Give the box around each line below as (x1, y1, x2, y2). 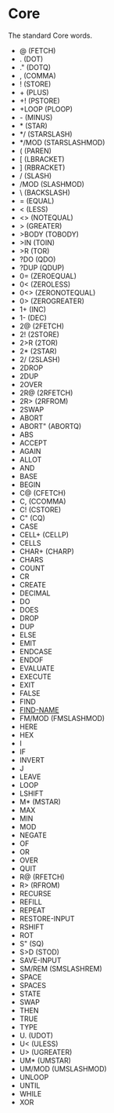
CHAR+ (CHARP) (19, 547, 74, 556)
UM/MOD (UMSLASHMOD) (19, 1064, 107, 1073)
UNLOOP (19, 1072, 49, 1082)
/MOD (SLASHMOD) (19, 179, 84, 189)
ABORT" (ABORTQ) (19, 421, 82, 430)
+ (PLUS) (19, 87, 49, 97)
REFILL (19, 897, 43, 906)
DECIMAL (19, 588, 51, 598)
